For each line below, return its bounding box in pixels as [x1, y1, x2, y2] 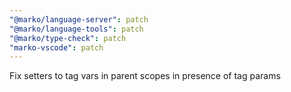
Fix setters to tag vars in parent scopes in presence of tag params [9, 70, 281, 82]
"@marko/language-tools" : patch [9, 24, 144, 34]
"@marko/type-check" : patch [9, 33, 127, 43]
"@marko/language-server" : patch [9, 14, 149, 25]
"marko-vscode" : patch [9, 42, 104, 53]
